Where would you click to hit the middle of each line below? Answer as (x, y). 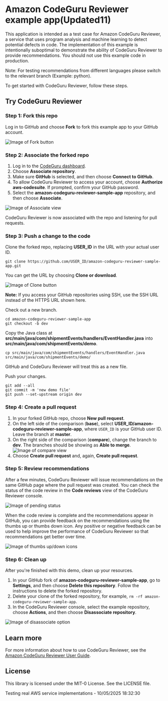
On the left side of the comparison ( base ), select (63, 423)
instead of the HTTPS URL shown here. (46, 300)
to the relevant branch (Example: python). (48, 76)
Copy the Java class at (29, 333)
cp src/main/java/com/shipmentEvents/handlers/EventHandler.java (75, 353)
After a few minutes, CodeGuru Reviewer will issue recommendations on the (84, 479)
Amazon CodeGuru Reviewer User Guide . (48, 655)
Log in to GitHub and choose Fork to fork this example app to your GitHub (82, 126)
